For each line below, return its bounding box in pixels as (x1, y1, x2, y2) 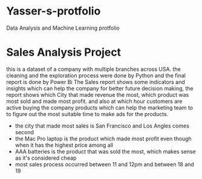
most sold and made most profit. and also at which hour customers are (6, 97, 183, 105)
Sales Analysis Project (6, 45, 122, 59)
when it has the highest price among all (15, 141, 114, 149)
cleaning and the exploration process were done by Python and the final (6, 71, 186, 79)
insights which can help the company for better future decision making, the (6, 85, 194, 92)
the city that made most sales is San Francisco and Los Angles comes (15, 122, 189, 129)
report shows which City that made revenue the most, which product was (6, 91, 189, 98)
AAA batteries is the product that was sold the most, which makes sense (15, 148, 197, 155)
